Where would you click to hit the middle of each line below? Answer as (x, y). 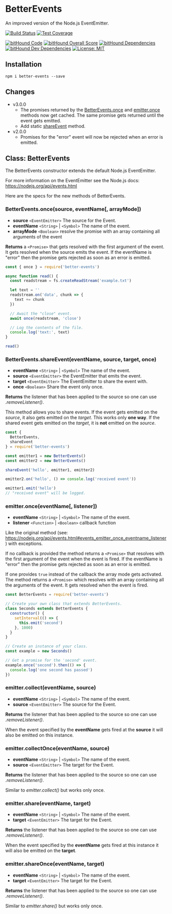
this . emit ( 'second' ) (41, 623)
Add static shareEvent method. (53, 126)
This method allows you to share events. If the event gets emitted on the (81, 412)
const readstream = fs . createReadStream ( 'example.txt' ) (71, 281)
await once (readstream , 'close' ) (46, 318)
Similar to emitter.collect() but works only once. (55, 790)
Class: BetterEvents (38, 158)
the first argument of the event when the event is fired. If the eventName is (84, 559)
